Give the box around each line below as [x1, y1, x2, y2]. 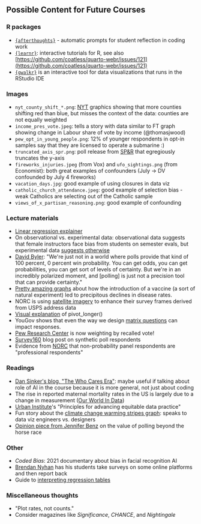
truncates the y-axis [14, 154, 65, 161]
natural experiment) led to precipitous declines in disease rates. [14, 291, 173, 299]
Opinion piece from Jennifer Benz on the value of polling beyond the [14, 422, 184, 429]
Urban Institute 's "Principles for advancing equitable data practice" [14, 403, 181, 410]
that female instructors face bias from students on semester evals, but [14, 240, 189, 248]
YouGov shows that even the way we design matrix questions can [14, 317, 178, 324]
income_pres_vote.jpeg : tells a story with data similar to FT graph [14, 122, 176, 130]
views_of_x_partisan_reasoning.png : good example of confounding [14, 199, 182, 206]
